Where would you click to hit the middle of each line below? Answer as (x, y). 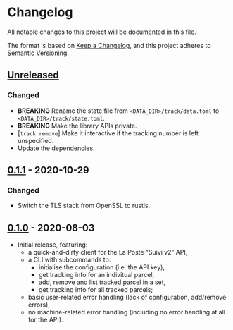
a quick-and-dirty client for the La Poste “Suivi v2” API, (108, 252)
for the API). (45, 320)
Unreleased (33, 75)
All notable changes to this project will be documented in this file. (102, 32)
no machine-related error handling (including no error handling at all (126, 312)
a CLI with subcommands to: (69, 260)
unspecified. (36, 140)
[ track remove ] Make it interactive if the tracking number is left (108, 133)
